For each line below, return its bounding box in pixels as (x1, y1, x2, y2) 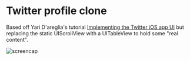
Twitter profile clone (6, 4, 107, 18)
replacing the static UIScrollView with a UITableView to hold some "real (6, 29, 178, 36)
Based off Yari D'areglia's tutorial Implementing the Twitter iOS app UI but (6, 24, 184, 31)
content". (6, 36, 28, 43)
